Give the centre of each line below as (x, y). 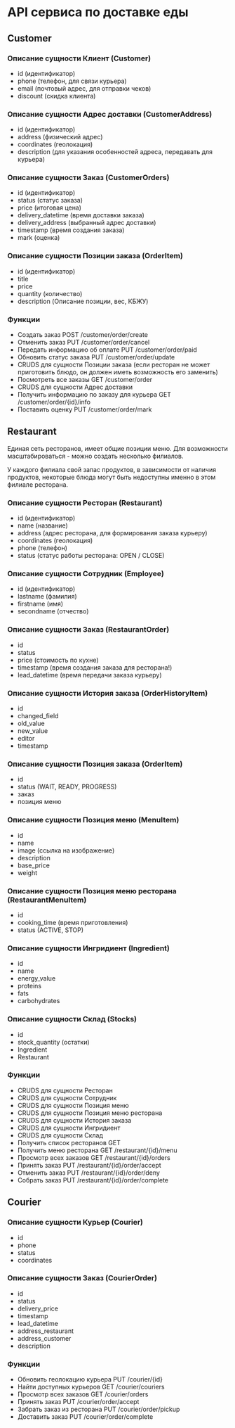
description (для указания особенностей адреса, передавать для (115, 152)
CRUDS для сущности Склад (60, 1135)
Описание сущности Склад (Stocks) (72, 1019)
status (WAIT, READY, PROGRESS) (67, 787)
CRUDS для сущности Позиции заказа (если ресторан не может (114, 365)
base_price (34, 865)
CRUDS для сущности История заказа (74, 1120)
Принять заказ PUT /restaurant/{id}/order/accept (89, 1165)
